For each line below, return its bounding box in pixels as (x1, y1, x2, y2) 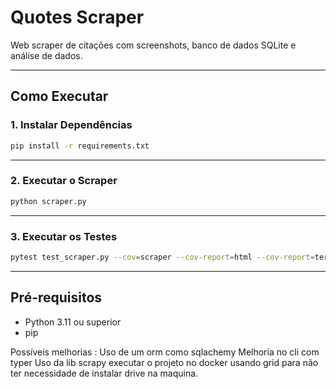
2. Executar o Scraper (10, 174, 118, 188)
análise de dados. (10, 49, 83, 61)
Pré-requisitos (10, 289, 103, 306)
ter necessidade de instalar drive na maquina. (10, 367, 199, 379)
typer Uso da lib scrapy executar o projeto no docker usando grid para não (10, 356, 319, 368)
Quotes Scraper (10, 6, 145, 29)
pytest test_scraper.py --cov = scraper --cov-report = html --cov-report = (10, 252, 315, 262)
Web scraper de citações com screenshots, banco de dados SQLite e (10, 39, 297, 51)
